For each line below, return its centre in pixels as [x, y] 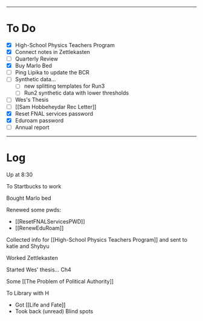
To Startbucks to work [34, 186]
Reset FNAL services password [54, 113]
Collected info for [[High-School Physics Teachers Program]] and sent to [97, 239]
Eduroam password [39, 120]
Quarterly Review [37, 59]
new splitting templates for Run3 [64, 86]
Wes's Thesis [32, 100]
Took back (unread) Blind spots [54, 311]
